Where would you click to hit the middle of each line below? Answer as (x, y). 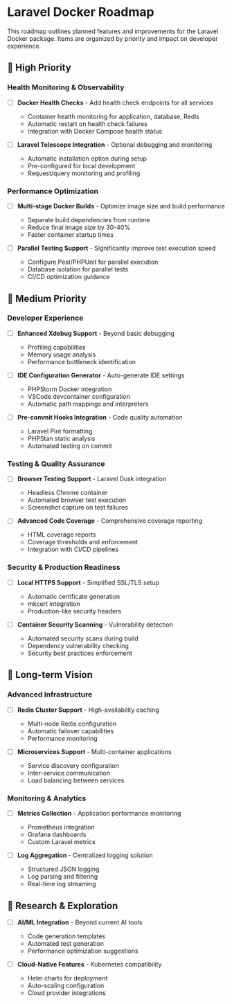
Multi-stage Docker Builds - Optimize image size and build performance (121, 206)
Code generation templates (66, 936)
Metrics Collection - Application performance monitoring (99, 813)
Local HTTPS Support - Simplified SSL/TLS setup (88, 582)
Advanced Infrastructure (50, 694)
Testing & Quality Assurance (56, 463)
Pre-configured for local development (81, 165)
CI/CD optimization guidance (69, 277)
